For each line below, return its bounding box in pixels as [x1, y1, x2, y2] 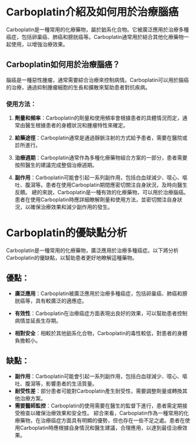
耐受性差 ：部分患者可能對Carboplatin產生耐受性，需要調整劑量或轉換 [14, 387, 182, 395]
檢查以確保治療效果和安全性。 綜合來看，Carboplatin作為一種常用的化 [19, 409, 190, 416]
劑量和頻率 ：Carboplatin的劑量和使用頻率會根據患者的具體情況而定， [14, 114, 182, 121]
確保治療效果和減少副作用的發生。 [30, 204, 113, 211]
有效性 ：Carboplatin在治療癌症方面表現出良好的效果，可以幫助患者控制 [14, 310, 188, 317]
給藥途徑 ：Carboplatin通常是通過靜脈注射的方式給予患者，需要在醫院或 [14, 134, 188, 141]
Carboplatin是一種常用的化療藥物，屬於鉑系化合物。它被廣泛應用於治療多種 [6, 26, 190, 33]
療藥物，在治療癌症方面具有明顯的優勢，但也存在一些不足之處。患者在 [14, 416, 185, 424]
